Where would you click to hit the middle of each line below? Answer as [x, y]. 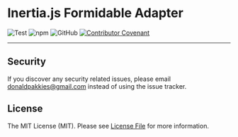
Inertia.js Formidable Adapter [96, 13]
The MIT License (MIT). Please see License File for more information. [108, 126]
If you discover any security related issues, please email [89, 79]
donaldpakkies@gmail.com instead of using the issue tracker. [97, 86]
